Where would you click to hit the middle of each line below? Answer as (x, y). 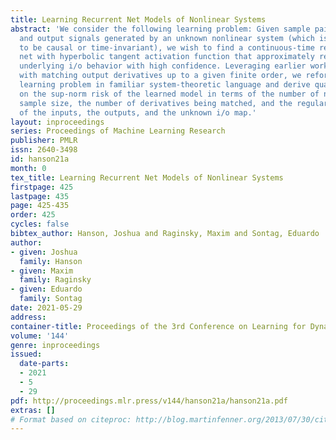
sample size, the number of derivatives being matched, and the (156, 103)
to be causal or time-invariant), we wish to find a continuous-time (167, 47)
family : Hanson (51, 261)
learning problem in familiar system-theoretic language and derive (165, 85)
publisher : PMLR (44, 141)
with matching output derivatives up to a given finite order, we (160, 76)
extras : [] (33, 410)
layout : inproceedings (57, 122)
